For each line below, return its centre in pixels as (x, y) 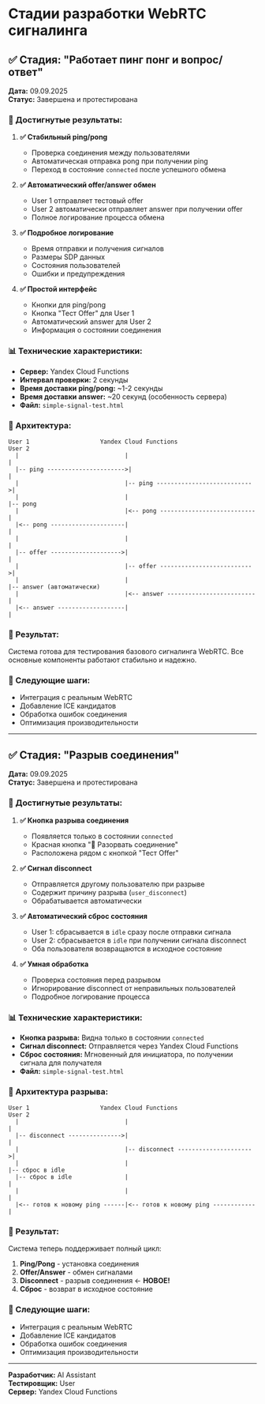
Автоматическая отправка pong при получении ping (120, 161)
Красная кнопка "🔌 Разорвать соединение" (105, 844)
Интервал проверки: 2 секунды (74, 379)
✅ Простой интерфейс (58, 289)
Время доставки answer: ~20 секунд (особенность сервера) (123, 397)
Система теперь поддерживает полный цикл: (85, 1248)
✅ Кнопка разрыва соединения (74, 820)
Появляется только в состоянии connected (102, 836)
